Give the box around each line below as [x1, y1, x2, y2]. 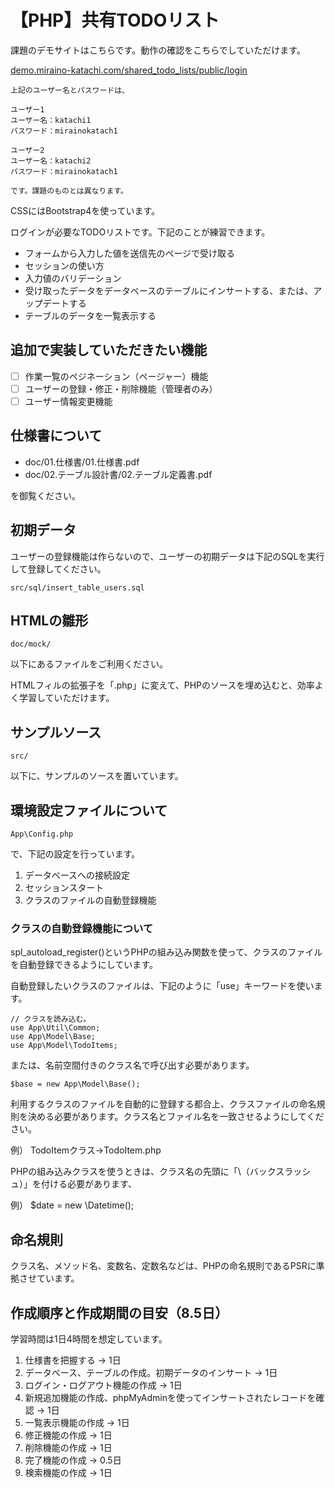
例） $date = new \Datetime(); [10, 1199, 135, 1211]
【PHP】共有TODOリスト [10, 9, 220, 32]
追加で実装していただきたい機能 [10, 342, 208, 359]
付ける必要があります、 [40, 1178, 137, 1190]
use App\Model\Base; [10, 1032, 97, 1042]
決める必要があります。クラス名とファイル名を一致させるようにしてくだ [27, 1111, 325, 1123]
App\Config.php [10, 829, 74, 839]
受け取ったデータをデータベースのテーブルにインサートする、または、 [24, 284, 314, 296]
